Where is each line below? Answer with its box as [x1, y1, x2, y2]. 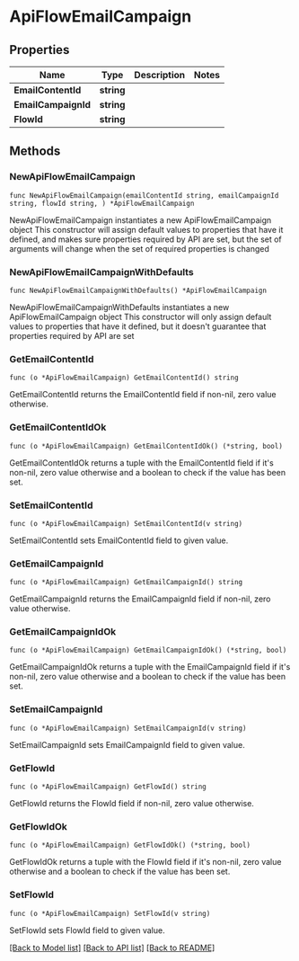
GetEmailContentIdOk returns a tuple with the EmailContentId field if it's [9, 457, 274, 468]
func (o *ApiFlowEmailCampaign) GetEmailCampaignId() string [9, 578, 243, 587]
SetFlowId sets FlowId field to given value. [9, 924, 165, 936]
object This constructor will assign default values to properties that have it [9, 224, 284, 235]
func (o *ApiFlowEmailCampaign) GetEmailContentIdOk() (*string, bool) [9, 441, 283, 450]
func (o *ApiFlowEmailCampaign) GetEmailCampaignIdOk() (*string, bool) [9, 645, 287, 655]
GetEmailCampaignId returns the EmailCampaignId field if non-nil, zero [9, 593, 271, 604]
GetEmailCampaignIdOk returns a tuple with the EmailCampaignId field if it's [9, 662, 291, 672]
